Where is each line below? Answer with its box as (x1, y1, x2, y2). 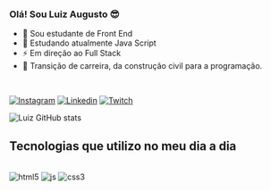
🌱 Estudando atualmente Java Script (21, 37, 157, 48)
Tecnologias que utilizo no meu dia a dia (9, 138, 237, 154)
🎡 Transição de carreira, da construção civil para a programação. (21, 61, 263, 71)
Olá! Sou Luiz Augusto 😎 (9, 8, 120, 21)
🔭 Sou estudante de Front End (21, 29, 133, 39)
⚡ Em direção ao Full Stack (21, 48, 122, 59)
